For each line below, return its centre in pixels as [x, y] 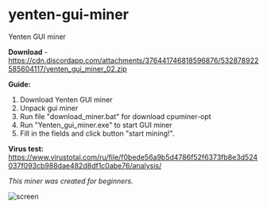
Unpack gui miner [49, 108]
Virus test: [26, 148]
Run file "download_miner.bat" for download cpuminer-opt [116, 116]
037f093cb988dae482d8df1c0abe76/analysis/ [85, 165]
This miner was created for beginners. [71, 181]
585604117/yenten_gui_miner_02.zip [68, 68]
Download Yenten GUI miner [66, 99]
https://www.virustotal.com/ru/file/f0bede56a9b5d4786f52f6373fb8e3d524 [133, 157]
